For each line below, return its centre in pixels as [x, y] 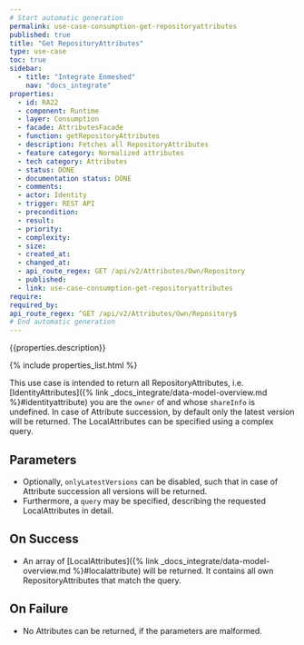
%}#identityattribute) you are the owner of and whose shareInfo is [132, 402]
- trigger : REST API [56, 204]
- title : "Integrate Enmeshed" [77, 77]
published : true [40, 35]
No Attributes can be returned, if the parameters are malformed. [142, 630]
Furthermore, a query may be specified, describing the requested [144, 501]
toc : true [28, 60]
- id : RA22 [38, 102]
